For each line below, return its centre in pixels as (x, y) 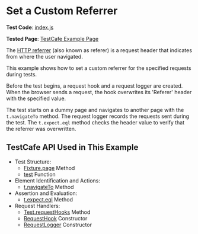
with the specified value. (36, 98)
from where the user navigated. (44, 56)
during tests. (22, 74)
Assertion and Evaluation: (46, 193)
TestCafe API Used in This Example (72, 147)
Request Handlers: (37, 206)
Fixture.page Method (49, 168)
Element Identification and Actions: (58, 180)
